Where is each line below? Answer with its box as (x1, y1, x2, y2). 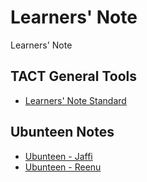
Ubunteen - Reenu (24, 161, 102, 173)
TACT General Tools (10, 68, 138, 85)
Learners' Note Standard (24, 94, 127, 106)
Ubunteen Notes (10, 124, 115, 141)
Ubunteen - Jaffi (24, 150, 93, 162)
